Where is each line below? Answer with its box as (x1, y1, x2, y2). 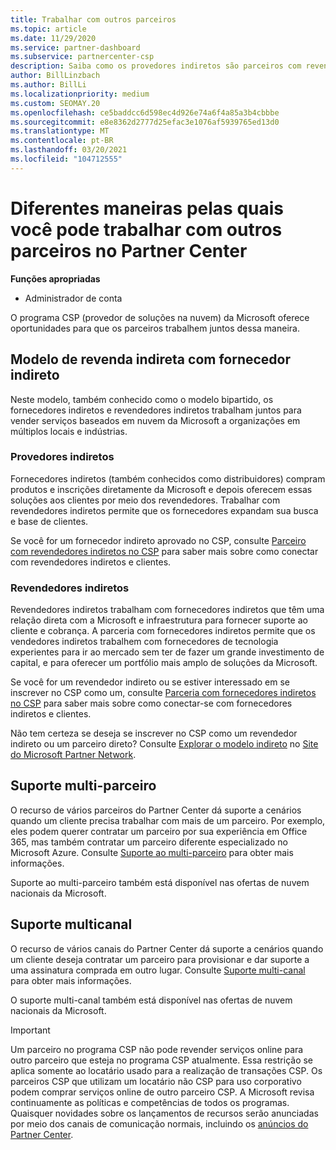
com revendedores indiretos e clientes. (10, 556, 172, 568)
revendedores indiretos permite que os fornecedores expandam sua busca (10, 504, 319, 516)
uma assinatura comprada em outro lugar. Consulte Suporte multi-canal (10, 964, 306, 976)
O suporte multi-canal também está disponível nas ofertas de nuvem (10, 994, 293, 1006)
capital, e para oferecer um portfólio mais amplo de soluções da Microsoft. (10, 657, 318, 669)
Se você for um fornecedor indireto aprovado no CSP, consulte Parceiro (10, 534, 307, 546)
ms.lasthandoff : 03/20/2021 (10, 145, 128, 155)
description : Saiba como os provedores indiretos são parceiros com (10, 61, 302, 71)
